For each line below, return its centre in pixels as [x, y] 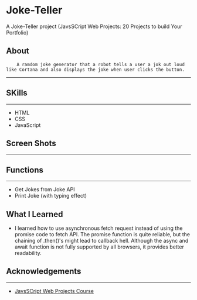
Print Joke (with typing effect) [50, 196]
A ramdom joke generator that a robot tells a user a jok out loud [101, 64]
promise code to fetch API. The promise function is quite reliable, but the [102, 234]
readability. [28, 253]
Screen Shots [31, 143]
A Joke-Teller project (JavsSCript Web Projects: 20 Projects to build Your [94, 26]
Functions [25, 170]
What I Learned [35, 214]
